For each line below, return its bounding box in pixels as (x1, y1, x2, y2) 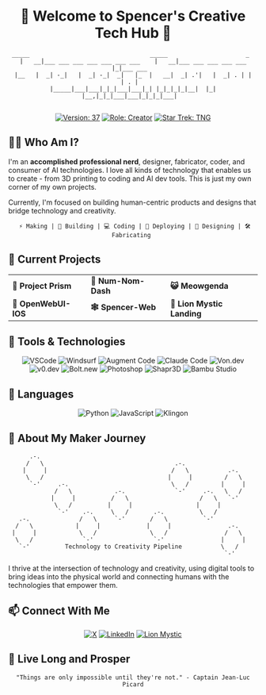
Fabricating (112, 231, 151, 239)
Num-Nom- (97, 275, 145, 286)
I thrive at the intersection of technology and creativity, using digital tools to (8, 563, 255, 573)
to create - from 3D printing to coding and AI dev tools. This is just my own (8, 174, 252, 183)
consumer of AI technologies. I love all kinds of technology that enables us (8, 165, 252, 175)
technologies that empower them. (8, 581, 119, 589)
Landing (169, 308, 202, 319)
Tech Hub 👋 (94, 24, 172, 42)
